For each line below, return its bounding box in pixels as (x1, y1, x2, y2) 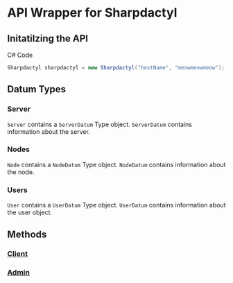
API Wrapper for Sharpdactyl (7, 5, 178, 21)
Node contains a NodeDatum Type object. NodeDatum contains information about (7, 160, 226, 169)
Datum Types (7, 83, 67, 95)
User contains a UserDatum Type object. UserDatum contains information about (7, 201, 226, 209)
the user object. (7, 208, 53, 216)
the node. (7, 168, 35, 176)
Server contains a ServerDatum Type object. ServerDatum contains (7, 120, 193, 128)
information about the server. (7, 127, 90, 136)
